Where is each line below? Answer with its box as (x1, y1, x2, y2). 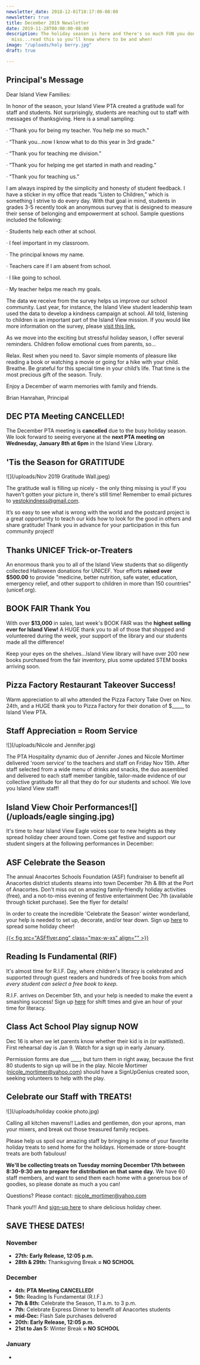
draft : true (6, 48, 36, 54)
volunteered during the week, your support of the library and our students (6, 632, 187, 639)
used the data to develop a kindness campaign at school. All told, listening (6, 310, 188, 317)
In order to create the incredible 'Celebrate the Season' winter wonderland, (6, 910, 190, 917)
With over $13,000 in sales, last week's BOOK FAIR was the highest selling (6, 619, 191, 627)
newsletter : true (6, 14, 49, 20)
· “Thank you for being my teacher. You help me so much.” (6, 127, 149, 134)
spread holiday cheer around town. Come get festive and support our (6, 834, 176, 841)
